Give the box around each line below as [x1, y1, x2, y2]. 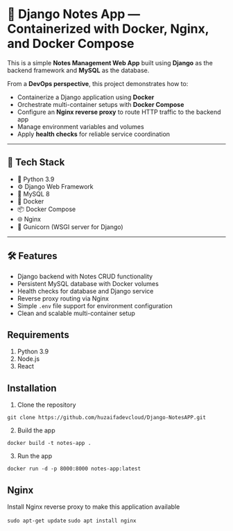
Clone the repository [17, 401, 76, 409]
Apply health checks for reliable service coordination [17, 130, 171, 138]
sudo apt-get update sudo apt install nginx [7, 517, 137, 524]
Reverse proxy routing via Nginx [17, 294, 110, 303]
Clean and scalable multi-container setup [17, 309, 135, 317]
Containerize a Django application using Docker [17, 93, 155, 101]
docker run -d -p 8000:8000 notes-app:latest [7, 465, 141, 473]
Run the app [17, 452, 53, 460]
